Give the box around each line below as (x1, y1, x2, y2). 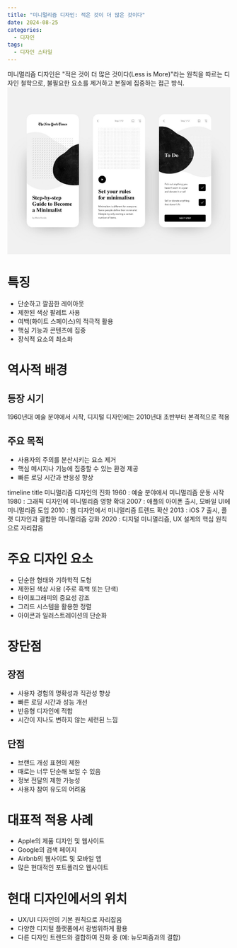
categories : (7, 26, 42, 33)
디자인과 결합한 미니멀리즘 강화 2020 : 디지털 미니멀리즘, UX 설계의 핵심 (14, 514, 214, 523)
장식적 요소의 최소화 (17, 335, 73, 343)
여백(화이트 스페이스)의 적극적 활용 (17, 317, 114, 325)
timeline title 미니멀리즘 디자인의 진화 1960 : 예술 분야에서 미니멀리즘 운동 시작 (7, 488, 224, 497)
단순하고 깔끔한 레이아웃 (17, 299, 85, 308)
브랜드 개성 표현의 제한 (17, 758, 81, 767)
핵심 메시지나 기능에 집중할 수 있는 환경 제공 (17, 464, 139, 473)
